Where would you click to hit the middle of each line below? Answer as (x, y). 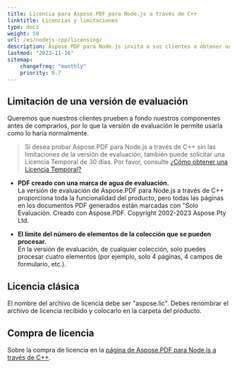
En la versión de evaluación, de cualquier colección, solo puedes (112, 249)
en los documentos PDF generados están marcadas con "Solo (108, 206)
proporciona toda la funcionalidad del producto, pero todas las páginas (121, 198)
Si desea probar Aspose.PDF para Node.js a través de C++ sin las (120, 147)
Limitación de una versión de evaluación (98, 101)
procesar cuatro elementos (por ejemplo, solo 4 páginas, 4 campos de (120, 257)
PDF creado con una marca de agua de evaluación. (93, 183)
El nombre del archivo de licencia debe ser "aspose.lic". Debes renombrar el (118, 303)
